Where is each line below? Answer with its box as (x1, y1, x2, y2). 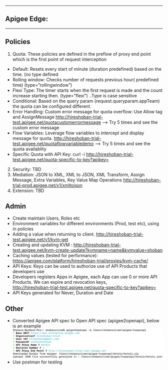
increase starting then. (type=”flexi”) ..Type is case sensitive (12, 92, 137, 98)
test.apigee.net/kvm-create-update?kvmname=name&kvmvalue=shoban (12, 247, 163, 253)
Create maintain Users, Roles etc (12, 215, 80, 221)
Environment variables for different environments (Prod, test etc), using (12, 221, 159, 227)
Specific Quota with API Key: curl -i (12, 151, 85, 157)
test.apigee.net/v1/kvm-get (12, 237, 68, 243)
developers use (12, 269, 44, 275)
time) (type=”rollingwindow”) (12, 82, 72, 88)
